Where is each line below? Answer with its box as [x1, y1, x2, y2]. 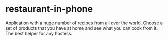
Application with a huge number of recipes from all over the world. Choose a [5, 20, 163, 26]
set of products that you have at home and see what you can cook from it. [5, 25, 158, 31]
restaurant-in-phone [5, 3, 93, 15]
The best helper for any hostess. [5, 30, 73, 36]
